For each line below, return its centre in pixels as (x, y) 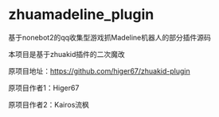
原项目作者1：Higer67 (44, 88)
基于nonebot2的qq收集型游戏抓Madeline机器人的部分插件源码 (109, 37)
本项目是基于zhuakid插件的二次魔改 (66, 54)
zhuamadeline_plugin (81, 15)
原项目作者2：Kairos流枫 (49, 104)
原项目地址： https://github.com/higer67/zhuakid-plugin (100, 71)
